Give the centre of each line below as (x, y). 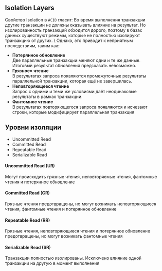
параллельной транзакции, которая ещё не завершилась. (72, 81)
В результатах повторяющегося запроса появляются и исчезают (80, 107)
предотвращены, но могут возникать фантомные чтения (64, 236)
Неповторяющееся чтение (41, 86)
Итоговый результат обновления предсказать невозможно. (74, 65)
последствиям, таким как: (32, 45)
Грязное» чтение (30, 71)
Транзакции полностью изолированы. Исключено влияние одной (73, 258)
